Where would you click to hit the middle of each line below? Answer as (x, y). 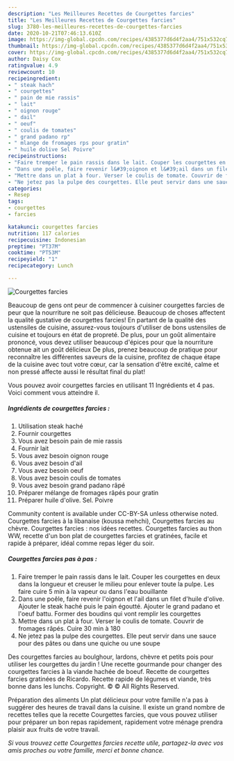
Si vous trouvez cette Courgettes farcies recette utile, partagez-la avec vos (116, 743)
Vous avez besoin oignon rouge (63, 455)
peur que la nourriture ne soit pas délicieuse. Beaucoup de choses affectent (117, 312)
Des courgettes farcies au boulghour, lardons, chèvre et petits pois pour (111, 657)
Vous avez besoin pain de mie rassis (70, 441)
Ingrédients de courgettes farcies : (59, 409)
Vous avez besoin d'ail (50, 463)
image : (17, 40)
